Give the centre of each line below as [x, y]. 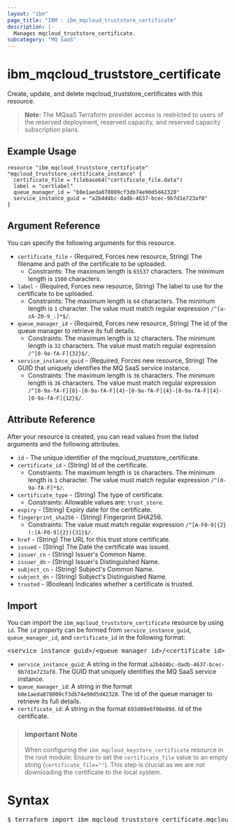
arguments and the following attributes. [64, 444]
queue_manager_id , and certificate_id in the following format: [97, 638]
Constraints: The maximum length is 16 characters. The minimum [121, 472]
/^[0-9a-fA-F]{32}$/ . [58, 353]
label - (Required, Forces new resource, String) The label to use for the [120, 286]
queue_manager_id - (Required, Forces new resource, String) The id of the [122, 323]
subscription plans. [52, 129]
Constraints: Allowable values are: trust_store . [96, 502]
